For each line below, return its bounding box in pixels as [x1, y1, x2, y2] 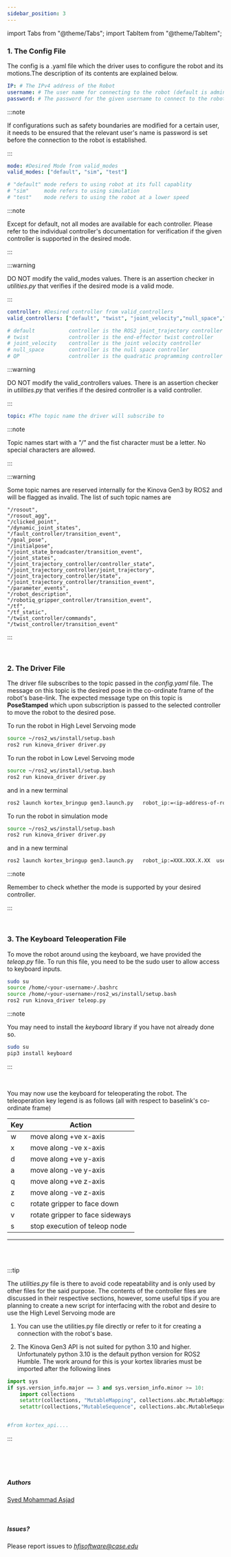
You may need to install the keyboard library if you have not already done [7, 1023, 214, 1032]
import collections [19, 1390, 76, 1398]
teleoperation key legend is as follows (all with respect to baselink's [7, 1096, 199, 1105]
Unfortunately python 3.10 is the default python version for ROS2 [16, 1350, 201, 1358]
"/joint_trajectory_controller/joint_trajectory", [7, 566, 155, 574]
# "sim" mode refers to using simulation [7, 187, 140, 195]
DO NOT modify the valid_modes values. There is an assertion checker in [7, 274, 214, 282]
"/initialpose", [7, 542, 54, 550]
